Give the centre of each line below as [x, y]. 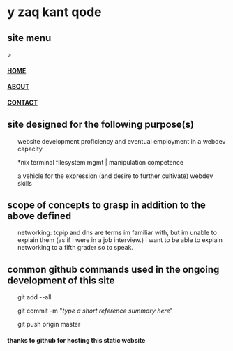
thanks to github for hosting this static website [76, 340]
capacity [30, 149]
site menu [29, 38]
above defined [39, 216]
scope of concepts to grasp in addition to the [106, 205]
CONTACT [23, 103]
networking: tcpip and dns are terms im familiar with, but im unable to [117, 233]
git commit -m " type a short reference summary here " [95, 311]
